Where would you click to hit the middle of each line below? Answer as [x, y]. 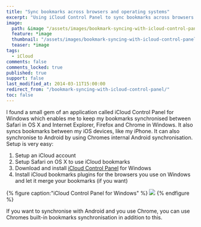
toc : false [20, 95]
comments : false [26, 62]
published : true [26, 73]
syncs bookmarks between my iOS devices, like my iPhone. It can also [93, 131]
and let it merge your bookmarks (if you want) [71, 180]
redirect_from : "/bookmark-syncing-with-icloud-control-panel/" [88, 90]
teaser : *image [31, 45]
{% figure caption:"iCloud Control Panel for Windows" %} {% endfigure [98, 193]
